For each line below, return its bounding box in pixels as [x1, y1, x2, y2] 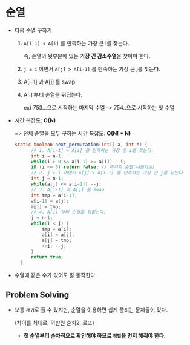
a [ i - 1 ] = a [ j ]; [30, 198, 70, 204]
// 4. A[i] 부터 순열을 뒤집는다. [30, 209, 106, 215]
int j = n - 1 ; [30, 176, 64, 182]
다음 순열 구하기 [14, 27, 52, 34]
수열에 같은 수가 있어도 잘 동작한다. [14, 272, 97, 279]
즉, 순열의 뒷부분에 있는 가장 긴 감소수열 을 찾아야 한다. [23, 52, 151, 59]
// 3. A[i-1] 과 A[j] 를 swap [30, 186, 105, 192]
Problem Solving [5, 289, 70, 300]
